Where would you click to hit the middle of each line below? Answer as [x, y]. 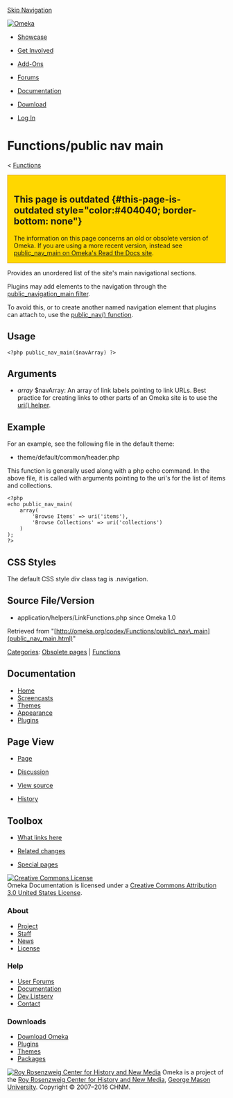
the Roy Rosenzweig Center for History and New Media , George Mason [109, 1080]
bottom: [31, 221]
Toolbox [25, 821]
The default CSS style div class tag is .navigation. [78, 579]
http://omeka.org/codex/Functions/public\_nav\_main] [133, 631]
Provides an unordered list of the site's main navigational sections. [102, 273]
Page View [31, 742]
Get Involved [35, 50]
